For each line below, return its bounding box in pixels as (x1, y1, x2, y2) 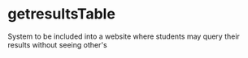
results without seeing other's (7, 39, 107, 49)
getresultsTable (7, 5, 115, 23)
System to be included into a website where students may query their (7, 31, 241, 41)
